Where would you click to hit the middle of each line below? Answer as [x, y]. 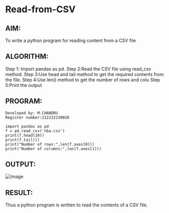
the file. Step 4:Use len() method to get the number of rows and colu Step [83, 80]
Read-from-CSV [40, 9]
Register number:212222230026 [38, 117]
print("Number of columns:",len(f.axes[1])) [53, 149]
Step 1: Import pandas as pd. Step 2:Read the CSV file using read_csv [78, 69]
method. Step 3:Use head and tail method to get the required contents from [85, 74]
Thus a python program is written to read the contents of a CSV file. [77, 205]
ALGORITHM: [27, 56]
